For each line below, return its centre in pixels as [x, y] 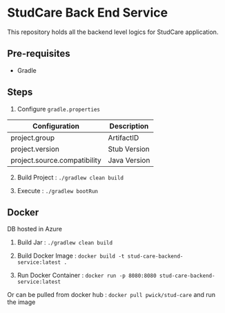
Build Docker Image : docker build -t [71, 256]
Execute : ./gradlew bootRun [58, 190]
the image [21, 302]
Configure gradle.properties [58, 109]
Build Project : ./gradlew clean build [70, 177]
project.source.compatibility [56, 160]
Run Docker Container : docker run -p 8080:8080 [87, 276]
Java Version [129, 160]
